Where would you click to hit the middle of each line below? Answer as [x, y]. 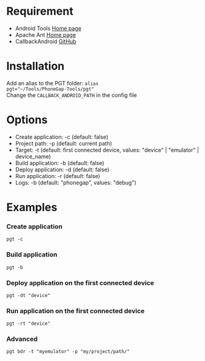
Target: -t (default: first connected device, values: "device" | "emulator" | [107, 150]
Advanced [22, 339]
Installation [35, 66]
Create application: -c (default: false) [62, 137]
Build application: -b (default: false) [60, 163]
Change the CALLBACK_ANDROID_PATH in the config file [72, 95]
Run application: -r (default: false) [58, 176]
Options [27, 120]
